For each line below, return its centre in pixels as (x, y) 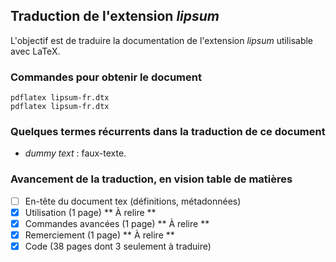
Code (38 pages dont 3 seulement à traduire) (118, 246)
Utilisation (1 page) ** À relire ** (90, 212)
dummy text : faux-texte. (75, 153)
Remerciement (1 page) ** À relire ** (99, 235)
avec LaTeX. (35, 51)
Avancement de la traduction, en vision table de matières (151, 179)
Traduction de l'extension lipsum (115, 16)
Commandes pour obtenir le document (106, 77)
